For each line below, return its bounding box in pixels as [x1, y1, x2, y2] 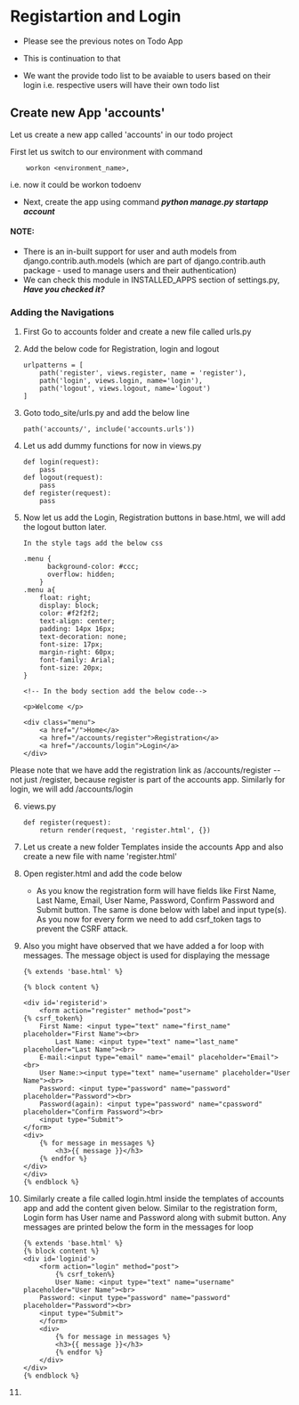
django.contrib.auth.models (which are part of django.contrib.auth [22, 256, 266, 266]
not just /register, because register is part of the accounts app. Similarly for [10, 775, 286, 785]
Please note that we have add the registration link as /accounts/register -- [10, 765, 281, 776]
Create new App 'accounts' [10, 105, 166, 121]
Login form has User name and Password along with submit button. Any [22, 1213, 287, 1223]
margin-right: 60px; [39, 648, 116, 657]
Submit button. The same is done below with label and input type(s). [36, 905, 287, 915]
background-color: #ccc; [46, 563, 140, 572]
